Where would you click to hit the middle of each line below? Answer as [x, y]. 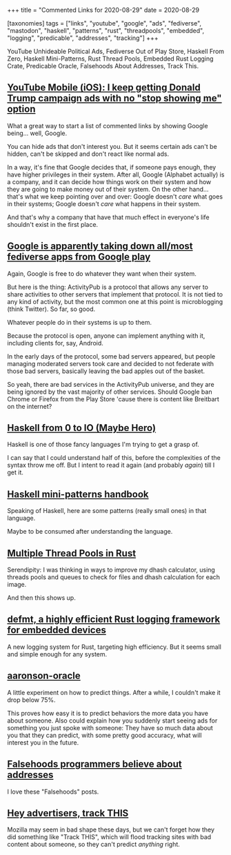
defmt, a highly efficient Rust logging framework [114, 620]
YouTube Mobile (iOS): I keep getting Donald [104, 88]
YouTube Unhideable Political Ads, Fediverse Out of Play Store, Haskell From [116, 51]
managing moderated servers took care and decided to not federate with [111, 363]
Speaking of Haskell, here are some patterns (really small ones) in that [107, 511]
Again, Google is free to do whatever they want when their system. [102, 273]
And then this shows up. [41, 598]
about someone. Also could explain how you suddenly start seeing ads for [112, 721]
